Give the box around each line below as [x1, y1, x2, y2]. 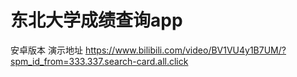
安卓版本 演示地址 [10, 44, 83, 56]
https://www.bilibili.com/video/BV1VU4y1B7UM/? [84, 44, 287, 56]
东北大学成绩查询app [10, 9, 183, 32]
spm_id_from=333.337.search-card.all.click [10, 55, 189, 67]
